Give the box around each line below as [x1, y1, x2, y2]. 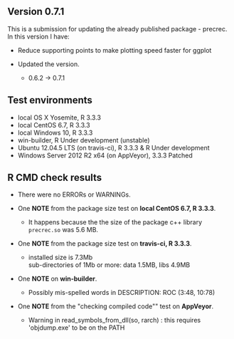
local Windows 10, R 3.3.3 [17, 128, 93, 137]
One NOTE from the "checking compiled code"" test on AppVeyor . [17, 302, 214, 311]
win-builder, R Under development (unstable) [17, 135, 151, 145]
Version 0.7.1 [7, 6, 65, 18]
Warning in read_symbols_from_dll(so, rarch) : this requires [28, 316, 201, 325]
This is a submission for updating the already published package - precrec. [7, 24, 228, 33]
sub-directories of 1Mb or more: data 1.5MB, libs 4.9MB [28, 261, 191, 269]
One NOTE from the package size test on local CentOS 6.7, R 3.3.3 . [17, 204, 216, 213]
